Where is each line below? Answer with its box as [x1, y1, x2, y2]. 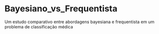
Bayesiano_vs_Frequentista [4, 3, 117, 14]
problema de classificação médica [4, 24, 73, 29]
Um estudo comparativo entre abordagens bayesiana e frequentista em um [4, 19, 155, 25]
